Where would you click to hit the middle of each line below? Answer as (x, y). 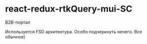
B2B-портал (18, 22)
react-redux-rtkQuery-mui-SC (69, 9)
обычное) (15, 37)
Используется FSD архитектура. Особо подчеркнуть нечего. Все (73, 31)
